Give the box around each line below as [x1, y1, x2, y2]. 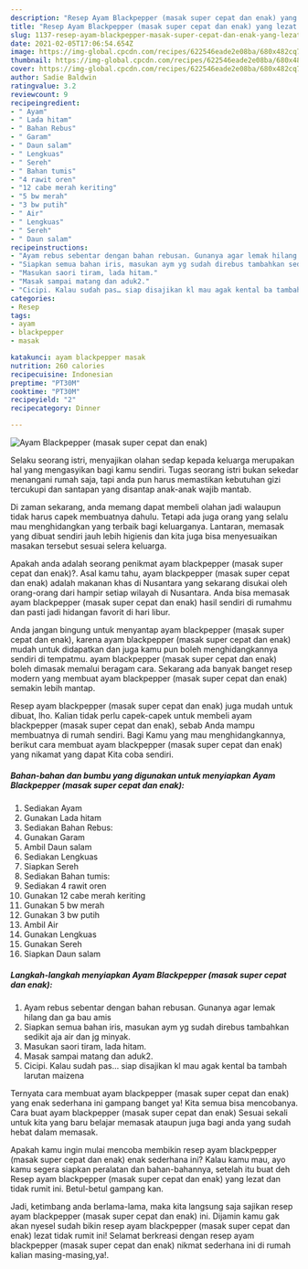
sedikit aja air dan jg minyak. [23, 1030, 132, 1042]
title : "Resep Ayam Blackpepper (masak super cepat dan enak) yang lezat [10, 22, 298, 31]
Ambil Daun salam [23, 841, 92, 852]
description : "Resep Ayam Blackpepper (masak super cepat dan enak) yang [10, 13, 298, 23]
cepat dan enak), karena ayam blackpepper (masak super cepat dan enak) [10, 634, 292, 645]
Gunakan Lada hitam [23, 812, 101, 823]
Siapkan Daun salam [23, 948, 101, 959]
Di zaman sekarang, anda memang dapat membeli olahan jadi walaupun [10, 502, 281, 512]
